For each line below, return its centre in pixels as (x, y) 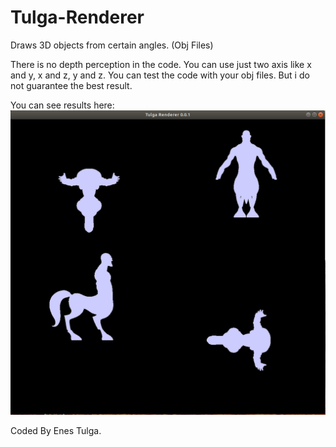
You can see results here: (62, 105)
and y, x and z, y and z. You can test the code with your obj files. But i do (160, 75)
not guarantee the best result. (71, 85)
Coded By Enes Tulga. (56, 431)
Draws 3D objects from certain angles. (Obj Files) (112, 45)
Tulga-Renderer (77, 17)
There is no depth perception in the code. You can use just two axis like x (161, 64)
